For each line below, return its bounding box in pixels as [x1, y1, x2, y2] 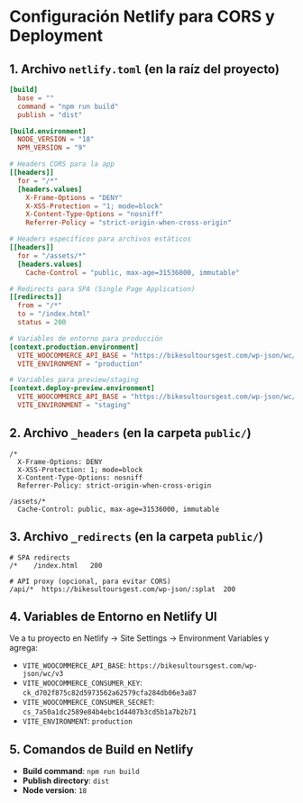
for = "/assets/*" [17, 251, 87, 260]
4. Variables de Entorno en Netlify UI [9, 608, 218, 624]
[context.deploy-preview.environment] [9, 384, 155, 393]
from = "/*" [17, 301, 63, 310]
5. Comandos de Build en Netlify [9, 742, 194, 757]
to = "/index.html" [17, 309, 91, 319]
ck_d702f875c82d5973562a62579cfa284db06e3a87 [22, 689, 197, 698]
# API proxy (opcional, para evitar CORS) [9, 577, 171, 586]
